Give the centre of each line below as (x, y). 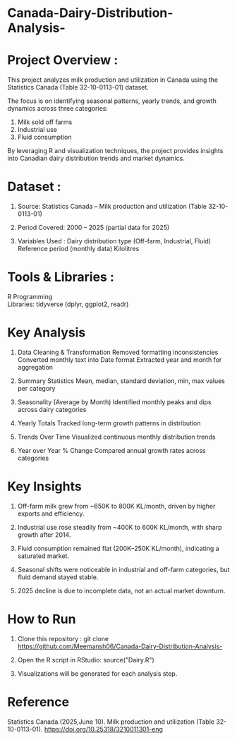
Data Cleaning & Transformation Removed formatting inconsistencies (118, 352)
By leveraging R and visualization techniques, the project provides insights (115, 151)
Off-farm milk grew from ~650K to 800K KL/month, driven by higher (116, 506)
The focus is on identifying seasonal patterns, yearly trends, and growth (112, 101)
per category (36, 388)
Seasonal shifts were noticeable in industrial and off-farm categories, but (123, 569)
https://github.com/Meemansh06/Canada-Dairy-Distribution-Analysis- (120, 646)
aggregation (35, 367)
